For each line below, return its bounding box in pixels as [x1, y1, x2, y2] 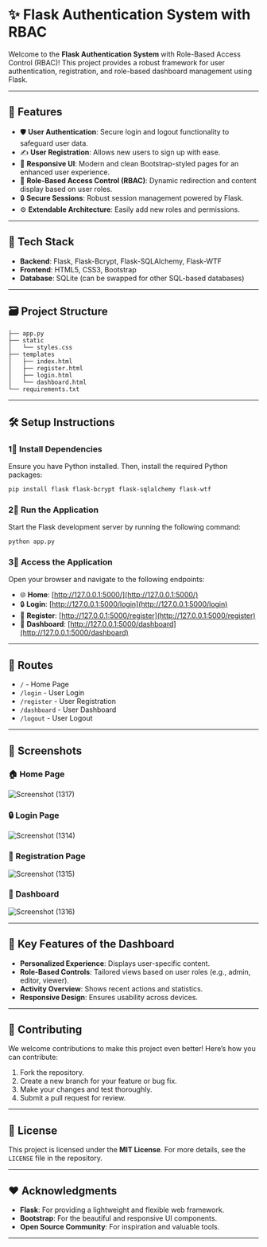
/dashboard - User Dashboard [19, 705, 117, 714]
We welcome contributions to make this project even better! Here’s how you [8, 1044, 256, 1053]
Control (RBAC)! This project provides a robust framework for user [8, 57, 225, 67]
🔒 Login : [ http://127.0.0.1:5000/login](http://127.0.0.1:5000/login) [19, 600, 228, 609]
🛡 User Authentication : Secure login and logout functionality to [19, 127, 230, 136]
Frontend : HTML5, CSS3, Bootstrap [19, 264, 137, 274]
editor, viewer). [19, 975, 70, 985]
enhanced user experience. [19, 167, 110, 177]
